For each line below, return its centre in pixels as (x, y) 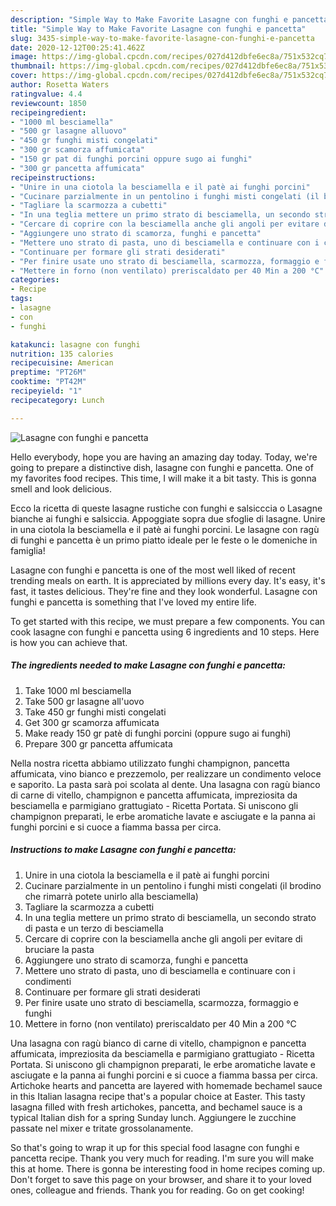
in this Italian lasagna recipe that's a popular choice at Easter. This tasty (158, 1096)
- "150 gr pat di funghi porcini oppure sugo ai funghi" (131, 159)
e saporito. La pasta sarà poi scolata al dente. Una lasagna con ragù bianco (165, 784)
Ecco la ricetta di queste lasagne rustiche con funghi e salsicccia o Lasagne (166, 508)
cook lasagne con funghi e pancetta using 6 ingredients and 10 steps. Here (165, 632)
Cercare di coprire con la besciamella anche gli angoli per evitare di (163, 938)
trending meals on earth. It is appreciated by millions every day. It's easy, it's (168, 580)
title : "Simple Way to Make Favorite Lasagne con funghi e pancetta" (158, 29)
